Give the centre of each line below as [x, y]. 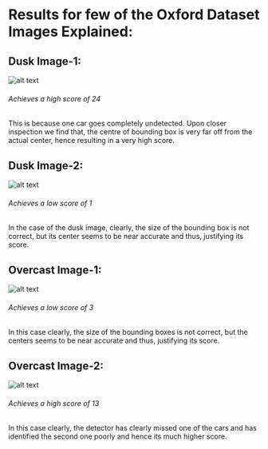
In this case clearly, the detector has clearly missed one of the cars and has [132, 428]
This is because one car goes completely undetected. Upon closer [118, 123]
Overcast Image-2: [56, 366]
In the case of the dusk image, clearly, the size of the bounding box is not [129, 228]
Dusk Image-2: [46, 165]
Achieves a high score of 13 [54, 403]
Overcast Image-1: [55, 270]
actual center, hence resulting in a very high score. [92, 141]
